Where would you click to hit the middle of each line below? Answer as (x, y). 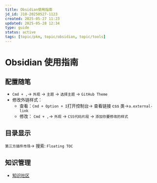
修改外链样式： (27, 100)
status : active (20, 32)
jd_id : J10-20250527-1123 (31, 14)
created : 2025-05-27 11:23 (32, 19)
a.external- (141, 106)
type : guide (17, 28)
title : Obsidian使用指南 (29, 10)
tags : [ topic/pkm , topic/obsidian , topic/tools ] (55, 37)
